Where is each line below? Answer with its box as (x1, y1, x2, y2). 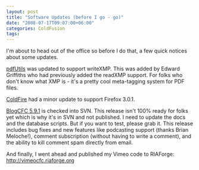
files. (6, 84, 18, 91)
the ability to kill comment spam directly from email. (6, 139, 133, 146)
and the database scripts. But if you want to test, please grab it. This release (6, 120, 194, 127)
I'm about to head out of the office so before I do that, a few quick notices (6, 47, 188, 54)
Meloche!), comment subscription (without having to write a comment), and (6, 132, 192, 140)
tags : (6, 31, 20, 37)
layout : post (6, 8, 39, 15)
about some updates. (6, 54, 58, 61)
